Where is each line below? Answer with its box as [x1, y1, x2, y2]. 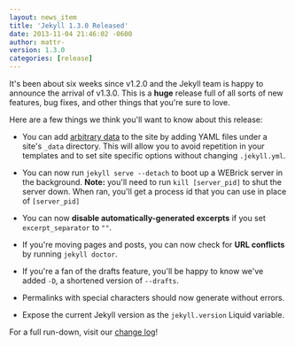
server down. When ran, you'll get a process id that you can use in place [21, 187, 287, 196]
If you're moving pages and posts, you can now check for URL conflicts [21, 240, 285, 250]
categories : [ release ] [9, 54, 93, 63]
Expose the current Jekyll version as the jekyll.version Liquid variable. [21, 310, 285, 319]
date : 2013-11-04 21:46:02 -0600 [9, 29, 133, 38]
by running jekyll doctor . [21, 249, 118, 259]
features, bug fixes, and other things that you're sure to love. [9, 97, 230, 107]
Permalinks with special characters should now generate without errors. [21, 293, 285, 303]
